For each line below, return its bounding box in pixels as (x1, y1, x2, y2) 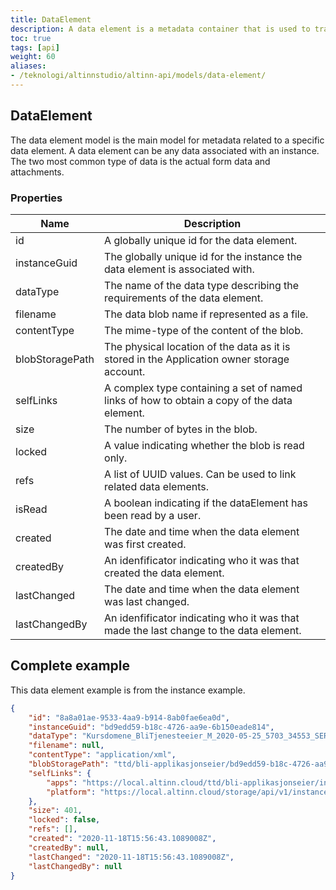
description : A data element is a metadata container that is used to (10, 24, 311, 34)
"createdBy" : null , (28, 842, 110, 853)
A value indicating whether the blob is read (104, 438, 305, 452)
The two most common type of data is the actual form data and (10, 155, 271, 167)
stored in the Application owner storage (104, 352, 290, 366)
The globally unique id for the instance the (104, 249, 303, 263)
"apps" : (46, 777, 78, 788)
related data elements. (104, 479, 210, 493)
